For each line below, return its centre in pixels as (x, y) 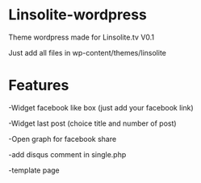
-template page (34, 170)
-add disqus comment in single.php (67, 154)
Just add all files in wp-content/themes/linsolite (88, 52)
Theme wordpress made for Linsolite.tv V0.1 (82, 37)
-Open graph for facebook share (63, 139)
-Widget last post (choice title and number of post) (92, 123)
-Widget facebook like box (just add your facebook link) (101, 107)
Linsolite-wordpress (78, 15)
